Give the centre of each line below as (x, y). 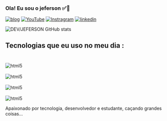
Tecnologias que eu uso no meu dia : (65, 45)
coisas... (14, 114)
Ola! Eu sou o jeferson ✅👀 (38, 8)
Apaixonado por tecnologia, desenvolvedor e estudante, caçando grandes (84, 108)
